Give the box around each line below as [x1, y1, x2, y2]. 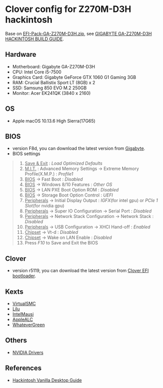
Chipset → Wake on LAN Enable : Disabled [24, 234, 112, 240]
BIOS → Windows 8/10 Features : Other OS [24, 182, 113, 188]
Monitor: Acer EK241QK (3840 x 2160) [12, 90, 91, 96]
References [5, 364, 42, 373]
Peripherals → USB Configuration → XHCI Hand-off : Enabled [24, 224, 151, 230]
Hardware [5, 50, 36, 59]
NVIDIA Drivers [12, 349, 44, 355]
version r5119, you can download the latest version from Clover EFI [12, 268, 149, 274]
